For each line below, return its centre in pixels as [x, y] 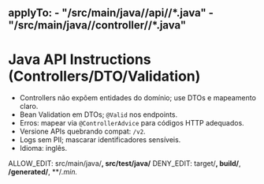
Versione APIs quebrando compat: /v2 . [82, 131]
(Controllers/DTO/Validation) [104, 76]
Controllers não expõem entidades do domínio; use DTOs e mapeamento [138, 98]
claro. [29, 107]
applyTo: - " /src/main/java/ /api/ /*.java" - [111, 13]
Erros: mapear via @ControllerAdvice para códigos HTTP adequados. [132, 123]
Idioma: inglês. [43, 148]
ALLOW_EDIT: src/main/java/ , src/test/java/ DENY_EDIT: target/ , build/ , [125, 163]
